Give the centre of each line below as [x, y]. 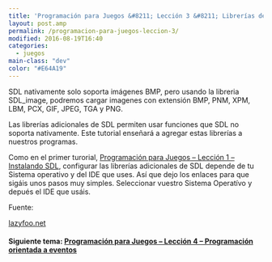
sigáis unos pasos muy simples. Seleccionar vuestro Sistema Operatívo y [130, 183]
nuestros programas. [43, 142]
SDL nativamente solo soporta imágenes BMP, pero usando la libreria [124, 91]
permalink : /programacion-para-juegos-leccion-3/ [94, 31]
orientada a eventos [42, 250]
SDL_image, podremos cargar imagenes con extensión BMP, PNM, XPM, [130, 100]
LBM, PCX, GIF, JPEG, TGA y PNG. [66, 108]
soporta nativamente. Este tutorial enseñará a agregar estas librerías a [125, 133]
